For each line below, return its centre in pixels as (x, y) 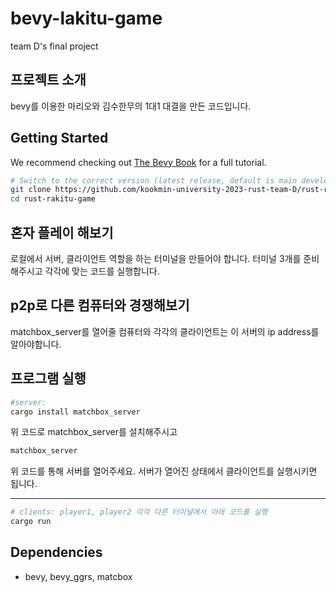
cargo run (31, 522)
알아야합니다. (36, 344)
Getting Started (59, 138)
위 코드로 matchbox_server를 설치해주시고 (94, 432)
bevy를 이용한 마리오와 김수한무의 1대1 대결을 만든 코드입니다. (131, 106)
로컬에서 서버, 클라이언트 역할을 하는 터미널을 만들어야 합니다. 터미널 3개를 (156, 258)
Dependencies (56, 552)
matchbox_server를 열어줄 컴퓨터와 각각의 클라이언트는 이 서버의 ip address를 (165, 331)
